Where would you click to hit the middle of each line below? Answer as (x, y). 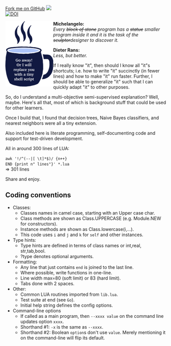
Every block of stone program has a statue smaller (107, 29)
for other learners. (25, 108)
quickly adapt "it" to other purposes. (92, 87)
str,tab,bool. (33, 251)
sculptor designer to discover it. (86, 40)
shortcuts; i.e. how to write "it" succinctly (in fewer (106, 71)
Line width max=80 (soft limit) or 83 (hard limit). (70, 278)
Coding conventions (38, 195)
